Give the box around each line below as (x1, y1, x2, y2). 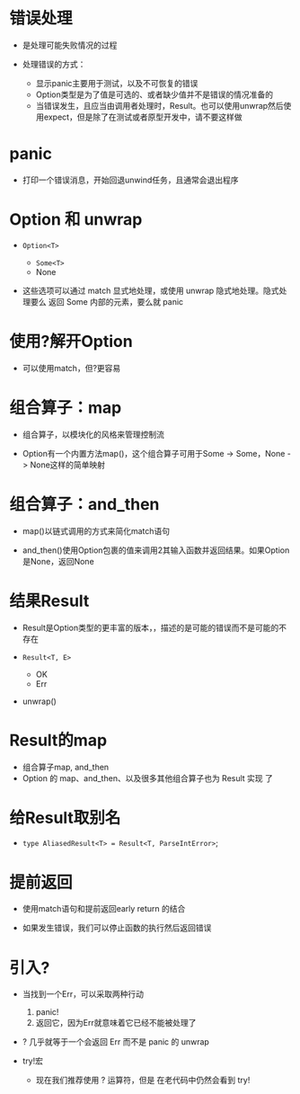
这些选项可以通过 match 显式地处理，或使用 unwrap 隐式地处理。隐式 (22, 285, 280, 296)
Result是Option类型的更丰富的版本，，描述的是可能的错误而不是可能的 (22, 622, 279, 633)
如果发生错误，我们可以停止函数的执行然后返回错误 (22, 922, 212, 933)
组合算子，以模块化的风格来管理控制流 (22, 429, 164, 440)
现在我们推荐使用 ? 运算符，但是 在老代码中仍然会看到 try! (35, 1075, 251, 1086)
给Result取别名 (9, 807, 121, 828)
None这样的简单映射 (30, 459, 106, 470)
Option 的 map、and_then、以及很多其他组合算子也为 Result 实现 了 (22, 772, 274, 783)
